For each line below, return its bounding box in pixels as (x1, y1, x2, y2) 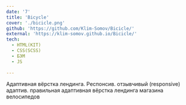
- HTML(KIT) (11, 42, 42, 48)
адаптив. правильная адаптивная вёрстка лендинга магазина (6, 87, 164, 94)
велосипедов (6, 93, 40, 100)
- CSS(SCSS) (11, 48, 42, 54)
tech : (6, 36, 20, 42)
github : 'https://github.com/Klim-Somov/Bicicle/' (6, 25, 135, 32)
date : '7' (6, 8, 31, 15)
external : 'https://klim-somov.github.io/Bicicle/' (6, 31, 137, 37)
